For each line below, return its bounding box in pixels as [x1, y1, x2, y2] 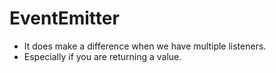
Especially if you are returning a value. [23, 50, 182, 62]
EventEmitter [9, 7, 120, 30]
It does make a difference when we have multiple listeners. [23, 40, 267, 52]
